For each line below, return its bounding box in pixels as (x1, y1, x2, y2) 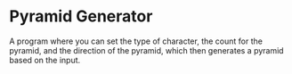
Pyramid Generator (9, 6, 153, 27)
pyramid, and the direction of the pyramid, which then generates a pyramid (9, 45, 284, 55)
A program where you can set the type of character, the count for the (9, 36, 263, 46)
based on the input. (9, 54, 81, 65)
